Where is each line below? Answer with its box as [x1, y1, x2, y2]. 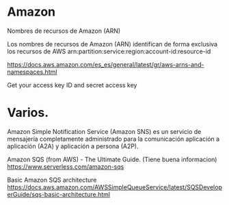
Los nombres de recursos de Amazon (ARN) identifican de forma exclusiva [7, 40, 217, 48]
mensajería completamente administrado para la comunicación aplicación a [7, 135, 220, 143]
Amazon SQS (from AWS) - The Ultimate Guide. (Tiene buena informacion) [7, 155, 217, 163]
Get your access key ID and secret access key [7, 81, 137, 89]
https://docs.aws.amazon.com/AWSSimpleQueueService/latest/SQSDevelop [7, 182, 222, 191]
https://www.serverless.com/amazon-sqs [7, 162, 124, 171]
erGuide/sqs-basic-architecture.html [7, 190, 111, 198]
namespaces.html [7, 68, 57, 76]
